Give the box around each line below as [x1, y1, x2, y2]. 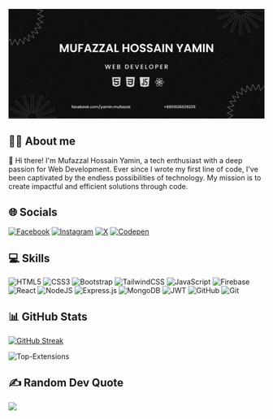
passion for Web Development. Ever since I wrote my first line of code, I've [8, 164, 258, 175]
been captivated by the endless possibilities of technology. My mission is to [8, 173, 262, 183]
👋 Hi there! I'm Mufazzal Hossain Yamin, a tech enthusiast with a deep [8, 156, 243, 166]
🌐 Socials [8, 205, 58, 219]
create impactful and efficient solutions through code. [8, 182, 188, 192]
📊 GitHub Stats [8, 310, 88, 324]
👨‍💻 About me [8, 134, 76, 148]
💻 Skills [8, 251, 50, 265]
